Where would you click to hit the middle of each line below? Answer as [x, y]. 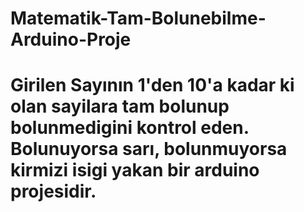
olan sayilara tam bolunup [120, 106]
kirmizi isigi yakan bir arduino [135, 170]
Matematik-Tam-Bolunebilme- [138, 18]
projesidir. [53, 191]
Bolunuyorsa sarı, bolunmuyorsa [149, 149]
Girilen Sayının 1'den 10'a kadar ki [152, 85]
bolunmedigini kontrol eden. [130, 128]
